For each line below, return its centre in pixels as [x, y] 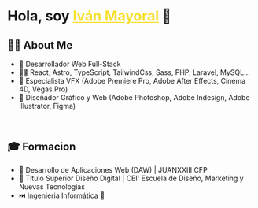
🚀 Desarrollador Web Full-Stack [70, 64]
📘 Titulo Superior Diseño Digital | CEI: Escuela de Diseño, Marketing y [131, 178]
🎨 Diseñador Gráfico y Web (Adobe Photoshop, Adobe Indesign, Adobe [134, 97]
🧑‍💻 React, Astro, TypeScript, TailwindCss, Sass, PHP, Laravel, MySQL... [135, 72]
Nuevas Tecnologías [52, 186]
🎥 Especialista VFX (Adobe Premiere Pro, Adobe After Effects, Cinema [132, 81]
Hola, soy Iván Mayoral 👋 [90, 16]
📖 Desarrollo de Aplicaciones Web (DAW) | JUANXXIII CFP [113, 169]
